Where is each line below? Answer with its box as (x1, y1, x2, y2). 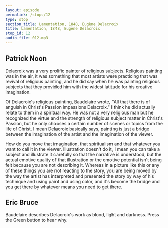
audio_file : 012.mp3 (5, 36, 49, 41)
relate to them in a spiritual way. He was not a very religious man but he (5, 109, 154, 116)
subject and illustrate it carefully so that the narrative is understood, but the (5, 151, 162, 157)
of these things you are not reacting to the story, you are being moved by (5, 167, 157, 174)
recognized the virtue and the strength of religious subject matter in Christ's (5, 115, 163, 121)
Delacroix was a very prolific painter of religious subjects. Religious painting (5, 68, 163, 74)
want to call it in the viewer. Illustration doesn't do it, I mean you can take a (5, 146, 160, 152)
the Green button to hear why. (5, 217, 68, 223)
